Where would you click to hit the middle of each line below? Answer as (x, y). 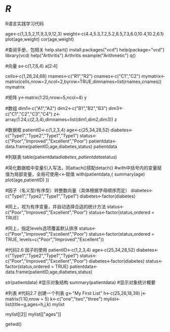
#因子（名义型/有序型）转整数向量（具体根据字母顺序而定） (67, 190)
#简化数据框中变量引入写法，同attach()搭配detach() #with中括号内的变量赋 (83, 168)
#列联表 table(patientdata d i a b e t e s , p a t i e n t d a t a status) (61, 157)
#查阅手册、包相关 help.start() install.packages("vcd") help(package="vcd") (85, 49)
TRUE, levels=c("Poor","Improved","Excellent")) (55, 239)
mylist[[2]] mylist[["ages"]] (33, 314)
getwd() (13, 324)
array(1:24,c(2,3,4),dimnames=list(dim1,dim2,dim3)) (59, 119)
